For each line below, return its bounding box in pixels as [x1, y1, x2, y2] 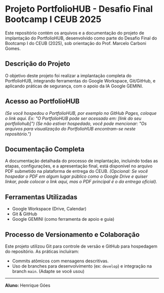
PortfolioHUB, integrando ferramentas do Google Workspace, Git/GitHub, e [5, 78, 156, 84]
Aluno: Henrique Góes [5, 282, 50, 288]
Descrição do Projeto [5, 60, 70, 68]
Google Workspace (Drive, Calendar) [12, 206, 87, 212]
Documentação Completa [5, 145, 84, 153]
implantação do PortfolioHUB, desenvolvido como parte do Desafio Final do [5, 35, 157, 41]
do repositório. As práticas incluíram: [5, 249, 79, 254]
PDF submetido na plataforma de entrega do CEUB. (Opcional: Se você [5, 168, 148, 174]
